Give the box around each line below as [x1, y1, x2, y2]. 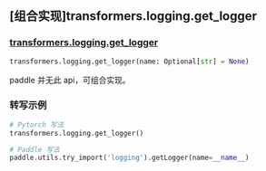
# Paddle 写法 [9, 145, 61, 154]
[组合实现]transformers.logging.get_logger [9, 8, 257, 24]
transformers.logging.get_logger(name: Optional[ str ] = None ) [9, 57, 250, 66]
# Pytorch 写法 [9, 120, 64, 129]
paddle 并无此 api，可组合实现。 [9, 74, 131, 85]
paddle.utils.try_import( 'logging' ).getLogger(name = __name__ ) [9, 153, 250, 163]
